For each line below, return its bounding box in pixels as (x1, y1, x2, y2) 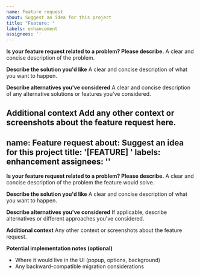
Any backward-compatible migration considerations (14, 263, 145, 270)
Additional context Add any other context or (6, 108, 175, 118)
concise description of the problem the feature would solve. (6, 179, 155, 186)
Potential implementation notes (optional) (6, 245, 113, 252)
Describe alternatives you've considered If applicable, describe (6, 209, 167, 216)
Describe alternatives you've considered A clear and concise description (6, 84, 191, 91)
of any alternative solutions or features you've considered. (6, 90, 152, 98)
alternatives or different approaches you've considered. (6, 215, 145, 222)
